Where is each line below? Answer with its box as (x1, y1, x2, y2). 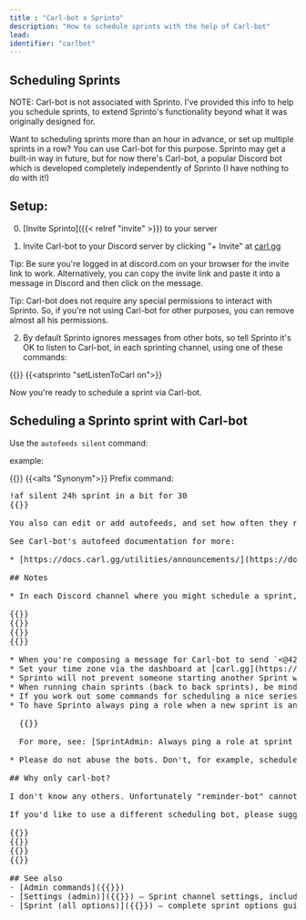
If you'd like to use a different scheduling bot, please (9, 809, 274, 820)
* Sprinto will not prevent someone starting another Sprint (9, 672, 289, 683)
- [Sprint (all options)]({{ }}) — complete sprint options (9, 900, 280, 911)
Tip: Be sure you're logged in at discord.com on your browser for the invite (9, 258, 290, 269)
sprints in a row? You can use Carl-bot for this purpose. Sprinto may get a (9, 143, 286, 155)
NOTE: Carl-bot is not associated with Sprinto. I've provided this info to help (9, 97, 294, 107)
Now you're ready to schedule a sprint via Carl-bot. (9, 386, 202, 397)
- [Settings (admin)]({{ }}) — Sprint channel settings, (9, 891, 264, 902)
